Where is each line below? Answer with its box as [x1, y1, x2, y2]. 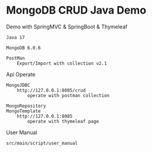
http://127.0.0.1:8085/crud [17, 87, 86, 93]
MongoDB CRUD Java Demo [6, 4, 147, 17]
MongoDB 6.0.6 [6, 45, 41, 51]
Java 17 [6, 34, 25, 40]
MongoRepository [6, 103, 46, 109]
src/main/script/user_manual [6, 140, 78, 146]
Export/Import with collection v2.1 [17, 60, 108, 66]
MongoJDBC [6, 82, 31, 88]
